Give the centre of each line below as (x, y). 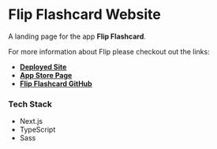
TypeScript (37, 130)
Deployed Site (43, 67)
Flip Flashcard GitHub (56, 84)
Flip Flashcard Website (85, 15)
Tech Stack (30, 104)
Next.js (31, 121)
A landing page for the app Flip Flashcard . (77, 36)
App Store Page (46, 75)
